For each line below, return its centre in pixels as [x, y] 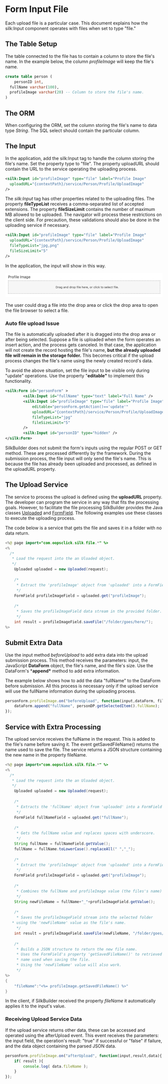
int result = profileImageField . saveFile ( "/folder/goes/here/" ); [84, 622]
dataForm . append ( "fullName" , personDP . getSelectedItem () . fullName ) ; [87, 706]
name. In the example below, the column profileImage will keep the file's [79, 61]
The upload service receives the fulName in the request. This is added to [80, 739]
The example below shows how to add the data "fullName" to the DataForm [83, 680]
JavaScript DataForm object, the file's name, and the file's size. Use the [79, 665]
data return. [17, 533]
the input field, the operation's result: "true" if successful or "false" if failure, [84, 1041]
